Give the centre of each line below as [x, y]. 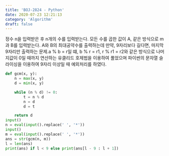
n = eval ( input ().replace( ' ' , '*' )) [45, 125]
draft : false [19, 24]
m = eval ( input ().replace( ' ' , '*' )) [45, 134]
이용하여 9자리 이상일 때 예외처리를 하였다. [65, 64]
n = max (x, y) [29, 79]
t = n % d [34, 97]
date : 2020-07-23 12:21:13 [34, 15]
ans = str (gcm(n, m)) [28, 139]
